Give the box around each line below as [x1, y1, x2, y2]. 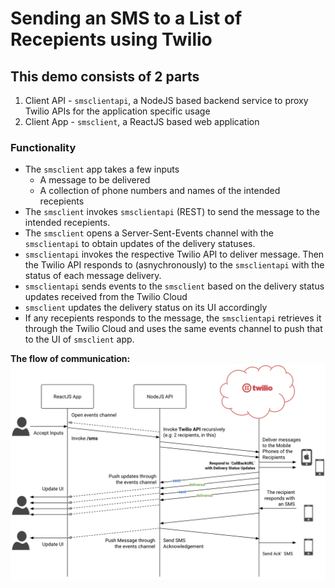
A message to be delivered [39, 174, 151, 186]
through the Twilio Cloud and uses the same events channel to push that [24, 323, 323, 335]
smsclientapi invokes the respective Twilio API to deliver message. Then [24, 248, 325, 261]
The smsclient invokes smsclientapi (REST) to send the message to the [24, 206, 320, 218]
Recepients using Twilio [10, 28, 213, 51]
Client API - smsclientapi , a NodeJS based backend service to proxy [24, 95, 309, 106]
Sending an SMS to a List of [10, 7, 243, 30]
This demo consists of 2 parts [10, 68, 200, 85]
